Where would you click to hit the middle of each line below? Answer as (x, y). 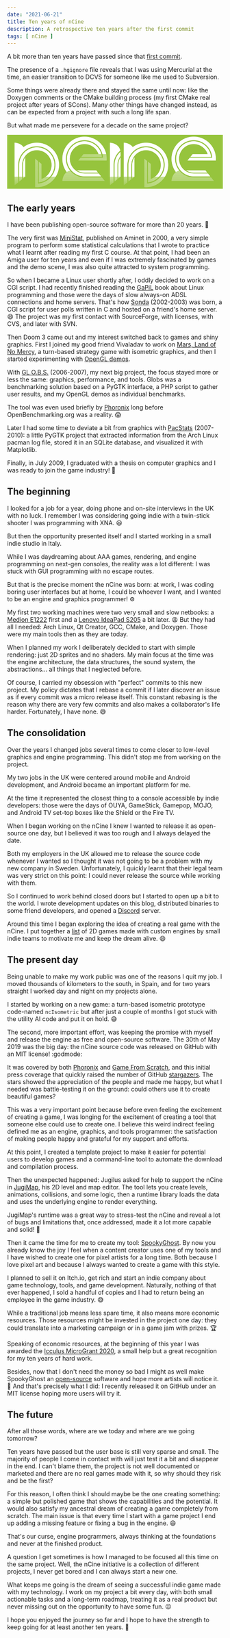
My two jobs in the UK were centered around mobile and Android (99, 777)
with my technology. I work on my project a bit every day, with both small (110, 1592)
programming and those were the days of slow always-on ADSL (97, 295)
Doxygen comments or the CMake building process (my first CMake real (109, 98)
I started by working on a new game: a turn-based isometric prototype (106, 1004)
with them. (22, 883)
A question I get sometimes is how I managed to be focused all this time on (113, 1557)
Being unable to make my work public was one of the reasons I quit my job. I (115, 977)
